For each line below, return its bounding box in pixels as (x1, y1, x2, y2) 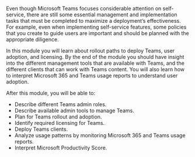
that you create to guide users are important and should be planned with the (6, 30, 189, 37)
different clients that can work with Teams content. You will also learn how (6, 66, 185, 72)
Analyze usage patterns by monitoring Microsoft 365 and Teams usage (14, 132, 186, 139)
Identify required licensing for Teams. (14, 120, 105, 126)
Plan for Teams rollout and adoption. (14, 113, 102, 120)
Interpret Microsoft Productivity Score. (14, 144, 107, 151)
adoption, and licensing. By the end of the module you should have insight (6, 54, 184, 60)
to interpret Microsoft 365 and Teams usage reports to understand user (6, 72, 178, 79)
